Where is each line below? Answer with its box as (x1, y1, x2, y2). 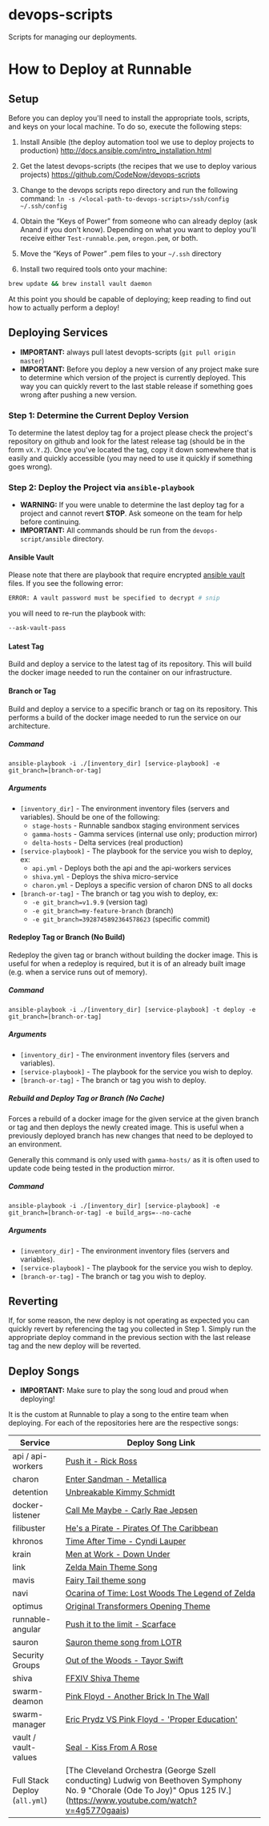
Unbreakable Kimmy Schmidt (65, 1487, 175, 1498)
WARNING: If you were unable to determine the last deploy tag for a (19, 500, 245, 510)
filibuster (12, 1523, 46, 1534)
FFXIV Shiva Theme (65, 1673, 140, 1684)
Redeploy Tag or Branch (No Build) (8, 933, 126, 942)
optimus (12, 1601, 43, 1612)
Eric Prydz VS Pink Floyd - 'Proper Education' (65, 1714, 238, 1725)
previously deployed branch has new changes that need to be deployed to (8, 1130, 254, 1140)
